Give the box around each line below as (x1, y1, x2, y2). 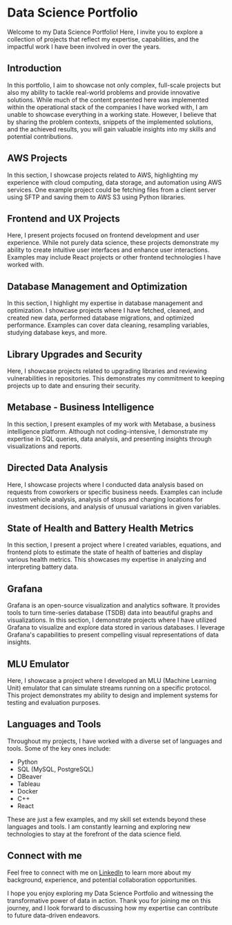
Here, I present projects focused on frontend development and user (7, 231, 200, 239)
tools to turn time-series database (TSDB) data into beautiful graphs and (7, 609, 213, 617)
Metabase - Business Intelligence (7, 401, 154, 413)
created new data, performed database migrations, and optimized (7, 313, 195, 322)
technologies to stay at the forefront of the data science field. (7, 830, 182, 838)
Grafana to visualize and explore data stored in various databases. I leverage (7, 623, 225, 632)
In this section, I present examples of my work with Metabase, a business (7, 420, 216, 428)
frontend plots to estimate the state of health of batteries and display (7, 548, 203, 556)
